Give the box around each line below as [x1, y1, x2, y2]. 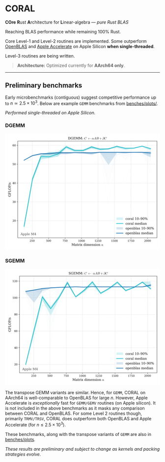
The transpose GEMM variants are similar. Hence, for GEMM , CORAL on [5, 390, 146, 395]
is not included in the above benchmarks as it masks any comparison [5, 406, 145, 411]
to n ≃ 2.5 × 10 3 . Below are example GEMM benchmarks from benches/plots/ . [5, 99, 158, 106]
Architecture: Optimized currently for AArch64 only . [17, 62, 125, 68]
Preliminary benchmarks [5, 82, 82, 90]
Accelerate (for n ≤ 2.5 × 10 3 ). [5, 421, 66, 428]
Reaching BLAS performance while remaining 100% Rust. [5, 28, 121, 34]
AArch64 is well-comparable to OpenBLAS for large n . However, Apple [5, 395, 148, 401]
